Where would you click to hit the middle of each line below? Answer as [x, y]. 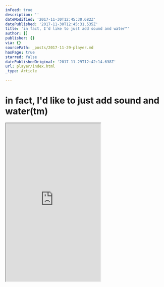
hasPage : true [20, 52]
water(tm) [26, 111]
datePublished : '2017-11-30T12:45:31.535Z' [52, 24]
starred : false [21, 57]
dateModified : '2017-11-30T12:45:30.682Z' [50, 19]
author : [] [17, 33]
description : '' [22, 15]
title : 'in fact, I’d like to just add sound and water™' [67, 29]
